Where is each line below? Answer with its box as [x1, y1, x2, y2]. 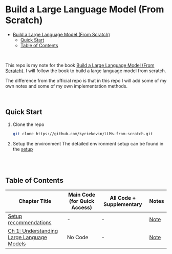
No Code [67, 234, 89, 241]
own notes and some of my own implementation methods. [5, 83, 128, 89]
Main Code [68, 191, 96, 198]
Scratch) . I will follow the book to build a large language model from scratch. [5, 68, 166, 74]
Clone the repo [12, 121, 45, 128]
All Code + [110, 195, 136, 202]
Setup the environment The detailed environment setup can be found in [12, 140, 164, 146]
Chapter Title [18, 198, 52, 205]
